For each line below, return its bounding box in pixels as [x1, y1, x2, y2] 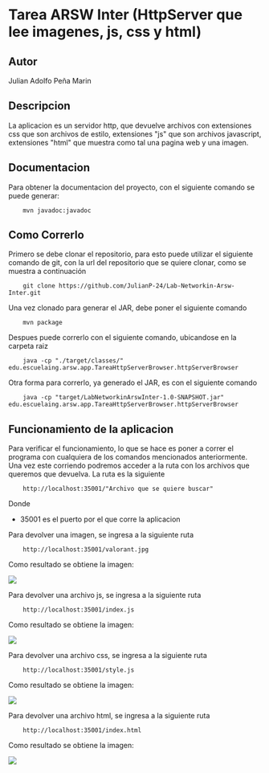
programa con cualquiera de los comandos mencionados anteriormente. [8, 452, 247, 462]
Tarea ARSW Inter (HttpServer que [8, 6, 243, 24]
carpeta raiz [8, 342, 48, 351]
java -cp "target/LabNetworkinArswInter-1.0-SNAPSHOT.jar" [22, 394, 225, 402]
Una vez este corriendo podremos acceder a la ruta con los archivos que [8, 460, 251, 471]
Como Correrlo [8, 228, 84, 242]
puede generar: [8, 190, 60, 200]
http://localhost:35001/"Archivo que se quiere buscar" [22, 485, 214, 493]
